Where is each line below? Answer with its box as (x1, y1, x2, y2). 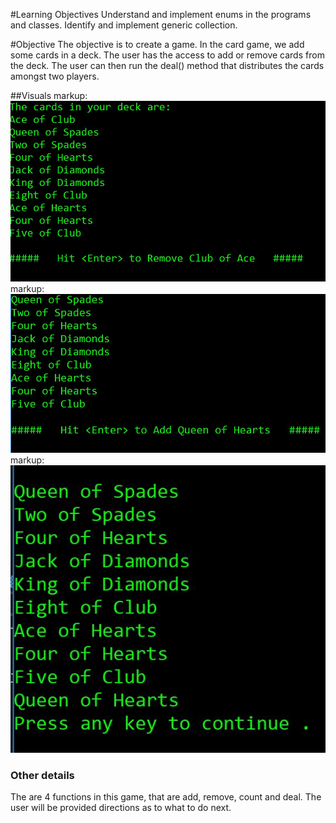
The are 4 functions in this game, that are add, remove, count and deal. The (10, 791, 322, 803)
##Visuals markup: (10, 90, 88, 101)
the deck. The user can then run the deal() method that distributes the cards (10, 60, 325, 71)
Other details (10, 768, 75, 782)
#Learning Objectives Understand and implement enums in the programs (10, 9, 312, 20)
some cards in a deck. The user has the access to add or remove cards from (10, 49, 325, 61)
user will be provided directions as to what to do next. (10, 802, 232, 814)
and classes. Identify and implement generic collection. (10, 19, 238, 31)
